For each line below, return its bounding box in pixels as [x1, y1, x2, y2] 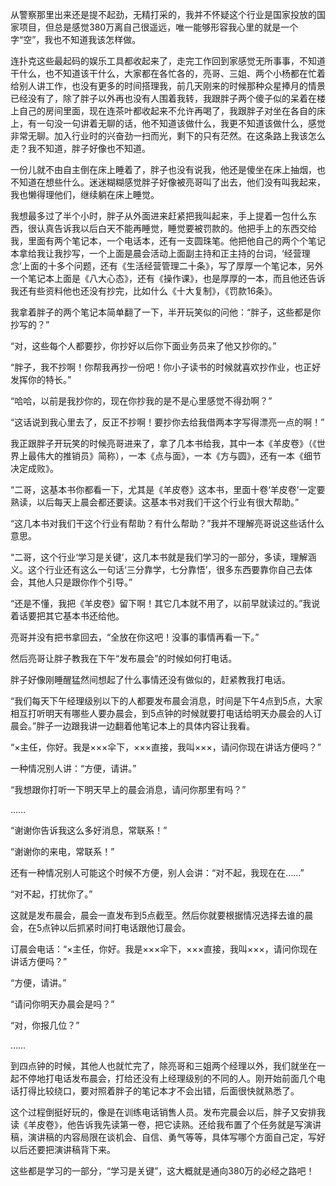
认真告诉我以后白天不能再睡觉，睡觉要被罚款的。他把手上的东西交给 [36, 223, 317, 234]
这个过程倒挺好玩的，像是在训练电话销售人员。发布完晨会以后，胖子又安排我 [10, 1106, 326, 1118]
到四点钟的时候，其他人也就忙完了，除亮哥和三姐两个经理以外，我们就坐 [10, 1060, 308, 1072]
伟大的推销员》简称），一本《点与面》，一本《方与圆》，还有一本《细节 [36, 450, 322, 462]
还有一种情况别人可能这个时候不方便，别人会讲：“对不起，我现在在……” [10, 867, 305, 878]
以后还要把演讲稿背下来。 [10, 1144, 116, 1155]
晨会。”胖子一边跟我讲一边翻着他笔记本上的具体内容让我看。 [10, 720, 256, 732]
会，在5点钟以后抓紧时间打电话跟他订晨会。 [10, 922, 192, 933]
